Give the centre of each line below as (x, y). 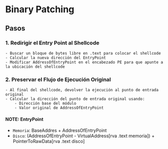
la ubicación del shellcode (35, 67)
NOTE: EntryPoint (24, 119)
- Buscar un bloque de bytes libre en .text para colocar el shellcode (83, 53)
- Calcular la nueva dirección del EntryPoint (56, 58)
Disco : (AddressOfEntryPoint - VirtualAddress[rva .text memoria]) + (83, 136)
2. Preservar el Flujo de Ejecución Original (58, 79)
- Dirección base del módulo (45, 104)
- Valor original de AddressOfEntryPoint (59, 108)
